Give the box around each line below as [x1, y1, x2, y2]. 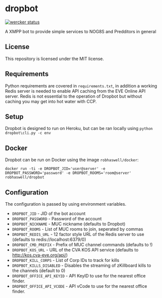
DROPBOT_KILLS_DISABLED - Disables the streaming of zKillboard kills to [12, 262, 151, 268]
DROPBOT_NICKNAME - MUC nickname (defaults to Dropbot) [12, 221, 126, 227]
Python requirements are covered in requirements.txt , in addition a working [5, 83, 157, 88]
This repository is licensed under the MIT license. [5, 56, 104, 62]
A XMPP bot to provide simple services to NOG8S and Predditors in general [5, 28, 157, 34]
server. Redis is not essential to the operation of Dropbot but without [5, 93, 142, 99]
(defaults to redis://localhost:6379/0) [12, 236, 87, 242]
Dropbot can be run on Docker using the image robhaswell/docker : [5, 157, 139, 163]
